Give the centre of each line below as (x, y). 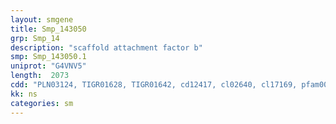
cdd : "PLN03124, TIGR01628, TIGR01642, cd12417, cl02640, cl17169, (154, 85)
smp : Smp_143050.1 (48, 57)
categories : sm (42, 103)
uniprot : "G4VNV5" (48, 66)
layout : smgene (42, 19)
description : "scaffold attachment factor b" (106, 47)
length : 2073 (40, 76)
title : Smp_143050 (48, 29)
